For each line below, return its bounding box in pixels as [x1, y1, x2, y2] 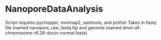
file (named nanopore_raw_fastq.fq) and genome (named [5, 24, 122, 30]
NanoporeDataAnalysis [5, 3, 103, 15]
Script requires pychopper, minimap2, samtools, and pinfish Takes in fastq [5, 20, 157, 25]
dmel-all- [122, 24, 142, 30]
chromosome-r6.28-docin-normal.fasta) [5, 30, 88, 36]
